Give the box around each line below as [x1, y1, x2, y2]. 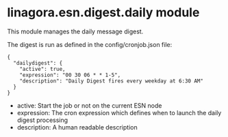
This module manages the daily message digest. [7, 27, 144, 35]
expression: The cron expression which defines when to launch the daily [16, 108, 222, 117]
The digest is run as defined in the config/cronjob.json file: [7, 40, 173, 48]
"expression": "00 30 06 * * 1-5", [19, 72, 121, 78]
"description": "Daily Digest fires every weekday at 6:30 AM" [19, 77, 204, 85]
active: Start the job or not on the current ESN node [16, 101, 162, 110]
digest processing [16, 116, 68, 124]
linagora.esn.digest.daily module [7, 5, 200, 20]
